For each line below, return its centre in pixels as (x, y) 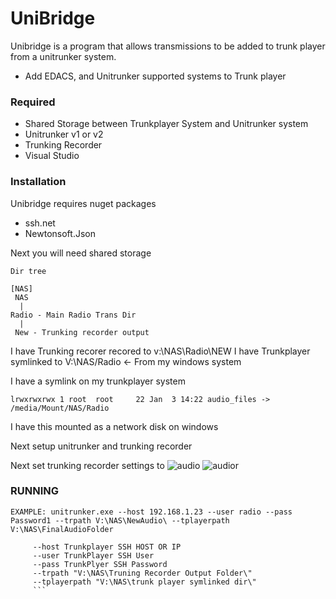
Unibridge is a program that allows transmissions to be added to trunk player (168, 46)
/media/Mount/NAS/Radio (60, 408)
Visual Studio (52, 156)
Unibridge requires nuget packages (83, 203)
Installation (38, 182)
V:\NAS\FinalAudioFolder (62, 529)
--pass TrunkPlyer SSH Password (100, 564)
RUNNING (34, 491)
